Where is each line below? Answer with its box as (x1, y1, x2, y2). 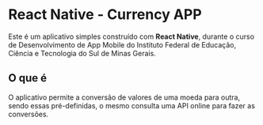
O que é (8, 71, 48, 85)
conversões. (8, 109, 49, 119)
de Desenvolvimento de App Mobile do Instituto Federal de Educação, (8, 40, 236, 49)
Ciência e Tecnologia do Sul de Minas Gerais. (8, 48, 156, 58)
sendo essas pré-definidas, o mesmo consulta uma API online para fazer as (8, 100, 256, 110)
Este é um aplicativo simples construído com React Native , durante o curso (8, 32, 255, 41)
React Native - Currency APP (8, 6, 202, 24)
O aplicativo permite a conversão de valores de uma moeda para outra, (8, 93, 240, 102)
